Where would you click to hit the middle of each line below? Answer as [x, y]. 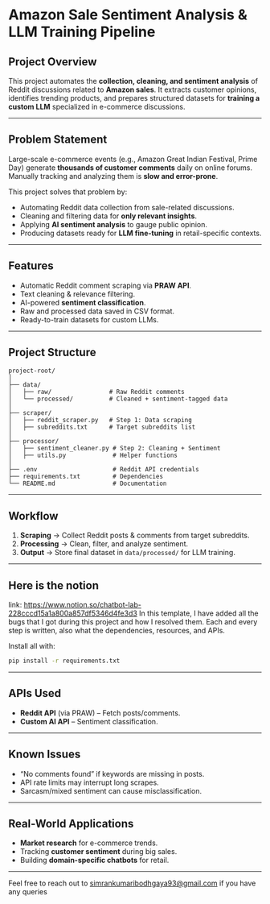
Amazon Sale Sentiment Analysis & [128, 15]
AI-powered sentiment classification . [83, 302]
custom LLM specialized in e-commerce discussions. [97, 107]
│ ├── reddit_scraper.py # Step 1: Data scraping [100, 421]
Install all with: [32, 646]
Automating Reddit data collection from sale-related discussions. [127, 207]
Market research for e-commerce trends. [89, 843]
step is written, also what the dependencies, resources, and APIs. [117, 631]
